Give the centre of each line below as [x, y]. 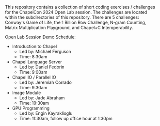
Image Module [26, 93]
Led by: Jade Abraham [42, 98]
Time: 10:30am [34, 103]
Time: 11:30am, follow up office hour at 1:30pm [66, 118]
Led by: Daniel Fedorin [42, 67]
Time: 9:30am [33, 87]
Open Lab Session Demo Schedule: [40, 37]
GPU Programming [31, 108]
